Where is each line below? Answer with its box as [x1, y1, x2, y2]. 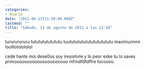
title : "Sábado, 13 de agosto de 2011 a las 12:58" [5, 25, 112, 30]
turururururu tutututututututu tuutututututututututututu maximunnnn [5, 39, 141, 45]
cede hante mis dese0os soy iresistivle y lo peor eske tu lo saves [5, 53, 136, 59]
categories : [5, 7, 29, 12]
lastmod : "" [5, 21, 29, 26]
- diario [5, 12, 23, 17]
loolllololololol [5, 44, 33, 50]
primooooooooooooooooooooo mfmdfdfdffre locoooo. [5, 59, 115, 65]
